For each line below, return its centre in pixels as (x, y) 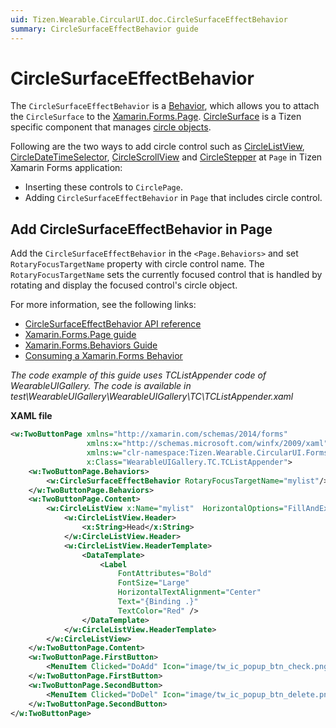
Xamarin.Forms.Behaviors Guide (91, 345)
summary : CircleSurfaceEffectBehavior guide (104, 29)
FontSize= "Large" (153, 583)
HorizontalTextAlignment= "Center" (189, 592)
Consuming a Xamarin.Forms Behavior (103, 356)
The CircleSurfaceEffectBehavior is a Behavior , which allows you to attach (165, 106)
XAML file (31, 416)
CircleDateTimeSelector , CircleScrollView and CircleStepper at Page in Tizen (166, 157)
